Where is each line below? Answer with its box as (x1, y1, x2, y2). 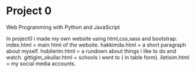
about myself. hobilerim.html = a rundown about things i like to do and (6, 47, 176, 54)
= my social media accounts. (6, 60, 76, 67)
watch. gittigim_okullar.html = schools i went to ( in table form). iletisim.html (6, 54, 190, 61)
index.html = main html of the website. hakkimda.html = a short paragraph (6, 41, 186, 48)
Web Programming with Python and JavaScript (6, 24, 120, 31)
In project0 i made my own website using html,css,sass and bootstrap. (6, 35, 178, 42)
